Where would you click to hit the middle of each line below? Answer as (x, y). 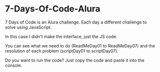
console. (14, 65)
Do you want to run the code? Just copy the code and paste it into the (75, 60)
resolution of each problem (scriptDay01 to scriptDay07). (62, 51)
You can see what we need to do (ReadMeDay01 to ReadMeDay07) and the (80, 46)
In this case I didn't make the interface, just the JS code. (61, 36)
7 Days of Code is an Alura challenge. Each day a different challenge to (76, 22)
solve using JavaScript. (28, 27)
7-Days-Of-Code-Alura (53, 9)
